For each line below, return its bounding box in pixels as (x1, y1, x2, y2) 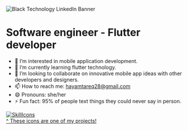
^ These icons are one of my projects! (6, 117, 97, 124)
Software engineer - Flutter (6, 26, 141, 39)
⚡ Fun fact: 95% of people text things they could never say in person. (14, 97, 182, 104)
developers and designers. (14, 76, 79, 83)
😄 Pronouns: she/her (14, 91, 66, 98)
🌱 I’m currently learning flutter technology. (14, 64, 117, 71)
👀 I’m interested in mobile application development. (14, 57, 138, 64)
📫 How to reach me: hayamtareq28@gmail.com (14, 82, 131, 90)
